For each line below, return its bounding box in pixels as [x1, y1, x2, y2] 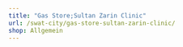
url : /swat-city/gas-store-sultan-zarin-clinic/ [8, 19, 176, 27]
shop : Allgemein [8, 26, 63, 34]
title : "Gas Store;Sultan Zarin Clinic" [8, 11, 147, 20]
